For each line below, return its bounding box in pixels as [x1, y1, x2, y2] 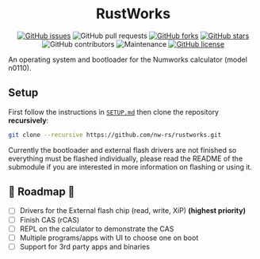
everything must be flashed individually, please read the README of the [8, 154, 243, 163]
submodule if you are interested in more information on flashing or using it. [8, 162, 252, 171]
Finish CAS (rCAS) [19, 215, 80, 224]
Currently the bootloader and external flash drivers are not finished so [8, 145, 237, 154]
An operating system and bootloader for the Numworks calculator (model [8, 55, 248, 64]
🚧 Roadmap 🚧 [8, 185, 75, 199]
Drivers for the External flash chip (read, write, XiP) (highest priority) [19, 206, 246, 215]
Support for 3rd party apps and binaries [19, 242, 151, 251]
